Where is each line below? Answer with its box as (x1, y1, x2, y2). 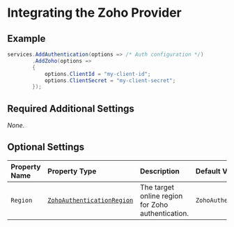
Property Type (47, 166, 97, 175)
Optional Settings (7, 141, 85, 153)
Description (140, 166, 180, 175)
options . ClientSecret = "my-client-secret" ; (44, 77, 176, 84)
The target (140, 182, 174, 192)
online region (140, 191, 183, 201)
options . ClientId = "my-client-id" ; (44, 70, 151, 77)
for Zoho (140, 200, 169, 210)
